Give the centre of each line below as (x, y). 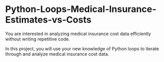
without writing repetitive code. (38, 39)
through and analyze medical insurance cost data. (57, 54)
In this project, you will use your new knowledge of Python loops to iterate (82, 48)
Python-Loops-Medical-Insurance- (81, 9)
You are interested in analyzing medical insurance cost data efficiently (78, 33)
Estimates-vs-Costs (48, 20)
